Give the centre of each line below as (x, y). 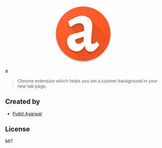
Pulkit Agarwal (27, 113)
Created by (23, 102)
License (18, 129)
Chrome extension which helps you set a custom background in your (87, 81)
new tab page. (32, 86)
